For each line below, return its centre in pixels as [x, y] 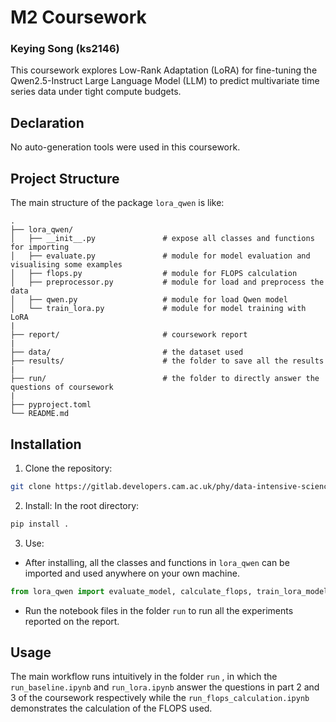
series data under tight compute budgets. [96, 92]
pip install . [40, 524]
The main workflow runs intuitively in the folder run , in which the [144, 677]
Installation [46, 444]
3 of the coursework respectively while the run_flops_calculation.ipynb [160, 698]
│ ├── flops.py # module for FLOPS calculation [154, 274]
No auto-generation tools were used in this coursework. [125, 147]
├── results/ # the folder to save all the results [167, 361]
